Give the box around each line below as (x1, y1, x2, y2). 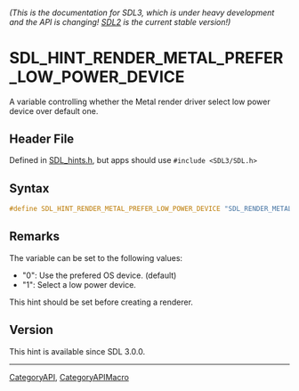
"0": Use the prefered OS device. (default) (21, 270, 177, 281)
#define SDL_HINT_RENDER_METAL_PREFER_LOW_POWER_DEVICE (9, 205, 221, 214)
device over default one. (9, 105, 99, 116)
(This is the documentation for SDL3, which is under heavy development (9, 7, 275, 18)
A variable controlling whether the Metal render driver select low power (9, 96, 271, 107)
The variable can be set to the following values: (9, 252, 183, 263)
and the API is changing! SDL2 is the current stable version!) (9, 16, 231, 27)
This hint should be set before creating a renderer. (9, 297, 194, 307)
